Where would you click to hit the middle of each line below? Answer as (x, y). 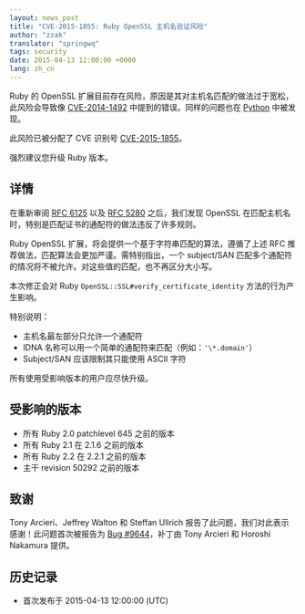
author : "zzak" (38, 35)
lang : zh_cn (32, 69)
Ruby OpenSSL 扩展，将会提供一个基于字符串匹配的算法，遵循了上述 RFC (147, 244)
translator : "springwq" (55, 43)
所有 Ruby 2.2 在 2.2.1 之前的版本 (84, 456)
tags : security (38, 52)
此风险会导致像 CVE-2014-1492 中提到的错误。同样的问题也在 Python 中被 (149, 107)
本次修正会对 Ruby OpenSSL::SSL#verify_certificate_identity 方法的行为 (148, 286)
